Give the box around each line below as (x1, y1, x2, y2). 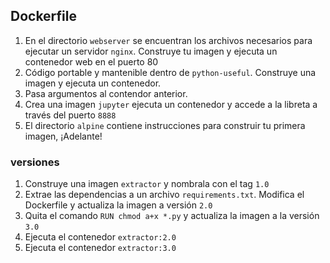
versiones (10, 155, 60, 169)
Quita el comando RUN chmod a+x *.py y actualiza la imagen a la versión (24, 210, 320, 222)
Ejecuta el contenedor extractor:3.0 (24, 242, 177, 254)
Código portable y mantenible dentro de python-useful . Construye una (24, 66, 317, 78)
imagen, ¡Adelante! (24, 130, 103, 142)
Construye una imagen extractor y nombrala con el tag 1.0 (24, 178, 270, 190)
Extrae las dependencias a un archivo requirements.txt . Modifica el (24, 189, 305, 201)
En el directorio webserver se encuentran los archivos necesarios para (24, 34, 313, 46)
